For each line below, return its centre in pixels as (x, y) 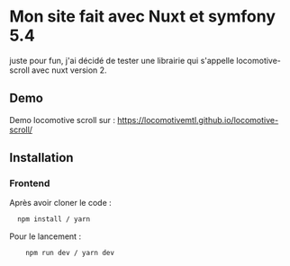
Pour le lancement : (45, 236)
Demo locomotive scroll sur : (62, 120)
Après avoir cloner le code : (61, 203)
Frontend (30, 183)
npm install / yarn (54, 219)
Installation (41, 158)
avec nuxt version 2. (69, 70)
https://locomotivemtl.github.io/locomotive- (198, 120)
